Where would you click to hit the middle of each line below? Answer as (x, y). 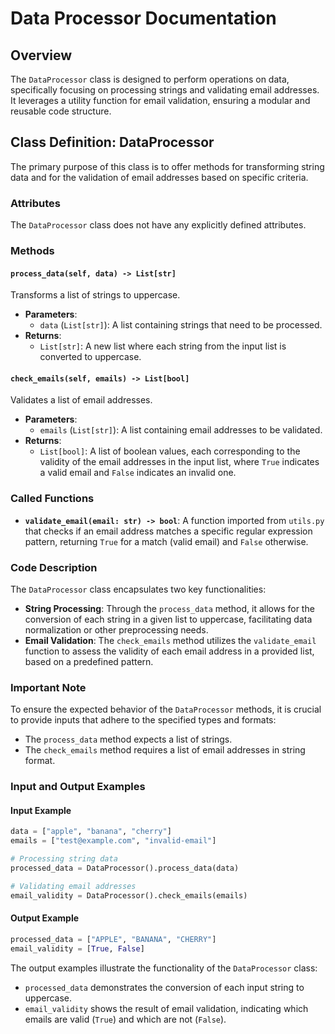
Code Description (54, 567)
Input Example (41, 810)
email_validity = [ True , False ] (77, 948)
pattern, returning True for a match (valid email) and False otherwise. (166, 541)
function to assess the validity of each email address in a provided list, (169, 651)
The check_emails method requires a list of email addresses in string (165, 750)
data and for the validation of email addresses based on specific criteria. (159, 177)
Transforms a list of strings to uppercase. (95, 295)
